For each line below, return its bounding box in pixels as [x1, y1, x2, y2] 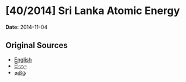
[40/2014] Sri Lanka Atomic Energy [5, 4, 180, 18]
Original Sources [5, 40, 68, 50]
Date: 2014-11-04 [5, 23, 48, 30]
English [13, 56, 32, 63]
